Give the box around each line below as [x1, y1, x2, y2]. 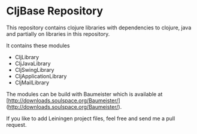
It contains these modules [6, 42, 70, 49]
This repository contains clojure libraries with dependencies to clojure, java [6, 24, 192, 31]
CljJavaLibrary [14, 60, 51, 67]
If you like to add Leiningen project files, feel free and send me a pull [6, 115, 175, 122]
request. [6, 121, 27, 128]
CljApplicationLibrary [14, 72, 67, 80]
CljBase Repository [6, 4, 104, 18]
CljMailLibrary [14, 79, 50, 86]
